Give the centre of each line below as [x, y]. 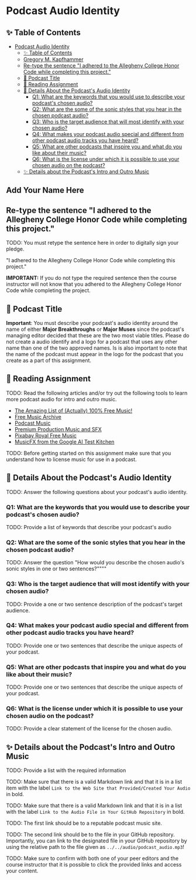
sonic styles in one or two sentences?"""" [56, 569]
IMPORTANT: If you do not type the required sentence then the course [91, 278]
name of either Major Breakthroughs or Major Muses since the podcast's [95, 329]
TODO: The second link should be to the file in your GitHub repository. [90, 835]
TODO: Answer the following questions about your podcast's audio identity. [97, 492]
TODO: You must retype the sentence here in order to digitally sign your [92, 243]
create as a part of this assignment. [49, 361]
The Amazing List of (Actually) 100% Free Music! [73, 410]
